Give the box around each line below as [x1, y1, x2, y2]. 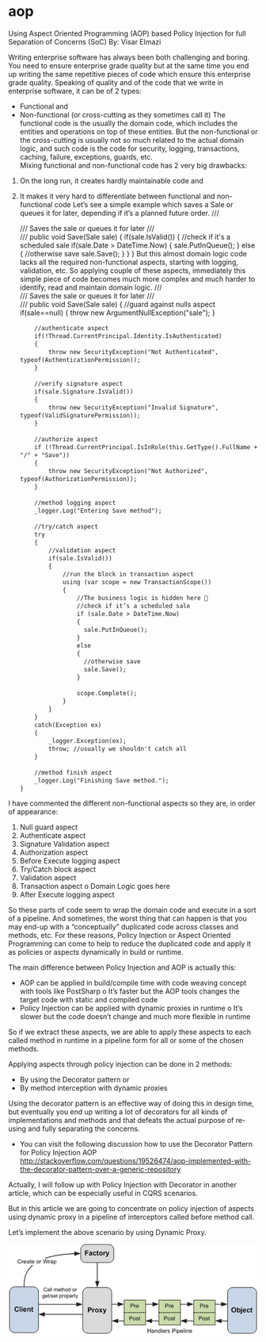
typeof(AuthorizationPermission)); [19, 475, 138, 483]
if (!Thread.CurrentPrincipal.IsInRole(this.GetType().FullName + [34, 443, 258, 451]
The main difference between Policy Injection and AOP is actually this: [8, 963, 237, 972]
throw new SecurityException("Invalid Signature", [48, 403, 219, 411]
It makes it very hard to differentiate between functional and [19, 191, 215, 201]
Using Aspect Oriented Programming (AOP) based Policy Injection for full [8, 29, 247, 38]
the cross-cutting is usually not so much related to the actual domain [19, 135, 244, 144]
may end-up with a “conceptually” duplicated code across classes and [8, 921, 239, 931]
